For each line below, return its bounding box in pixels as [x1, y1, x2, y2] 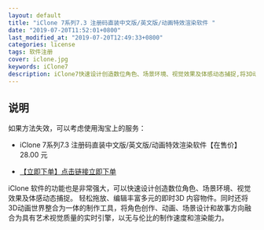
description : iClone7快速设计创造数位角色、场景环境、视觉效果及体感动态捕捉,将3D [8, 70, 253, 78]
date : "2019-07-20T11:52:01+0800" [8, 26, 122, 34]
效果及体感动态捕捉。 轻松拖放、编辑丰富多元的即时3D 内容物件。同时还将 [8, 194, 249, 203]
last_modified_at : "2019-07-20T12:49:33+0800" [8, 33, 163, 42]
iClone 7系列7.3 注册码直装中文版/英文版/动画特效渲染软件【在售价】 [19, 140, 241, 150]
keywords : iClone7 [8, 63, 68, 71]
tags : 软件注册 [8, 48, 53, 56]
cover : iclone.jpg [8, 56, 68, 64]
